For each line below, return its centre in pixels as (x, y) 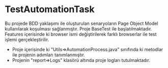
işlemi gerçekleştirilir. (27, 40)
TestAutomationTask (50, 9)
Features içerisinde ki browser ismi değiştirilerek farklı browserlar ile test (81, 34)
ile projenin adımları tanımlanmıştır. (48, 55)
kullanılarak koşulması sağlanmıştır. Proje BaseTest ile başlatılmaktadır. (78, 28)
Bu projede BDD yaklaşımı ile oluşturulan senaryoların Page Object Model (81, 23)
